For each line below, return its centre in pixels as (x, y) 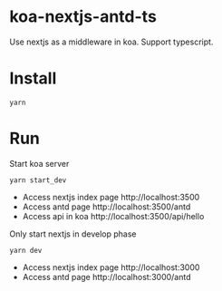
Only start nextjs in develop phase (73, 234)
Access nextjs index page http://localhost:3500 (111, 197)
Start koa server (39, 163)
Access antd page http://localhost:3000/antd (106, 276)
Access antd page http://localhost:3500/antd (106, 207)
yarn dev (26, 250)
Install (33, 78)
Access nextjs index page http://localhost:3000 (111, 267)
